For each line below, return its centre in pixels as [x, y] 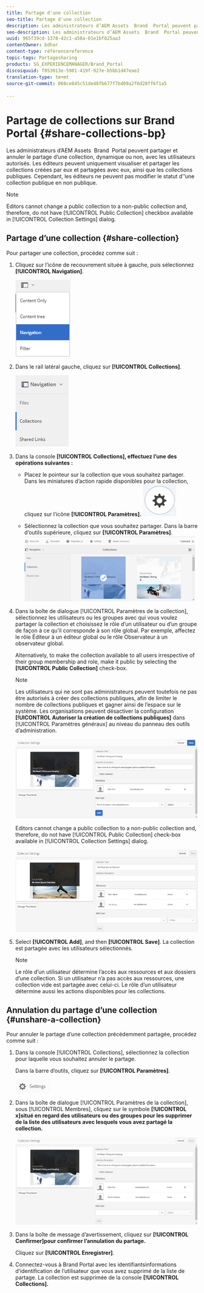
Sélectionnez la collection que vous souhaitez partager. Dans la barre [111, 525]
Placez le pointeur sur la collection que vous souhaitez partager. [104, 474]
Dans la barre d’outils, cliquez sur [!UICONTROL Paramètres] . [92, 1071]
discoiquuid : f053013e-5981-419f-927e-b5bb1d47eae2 [73, 71]
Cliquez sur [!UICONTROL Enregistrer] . [64, 1253]
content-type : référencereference [50, 52]
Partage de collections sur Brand [90, 121]
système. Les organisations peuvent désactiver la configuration [94, 711]
